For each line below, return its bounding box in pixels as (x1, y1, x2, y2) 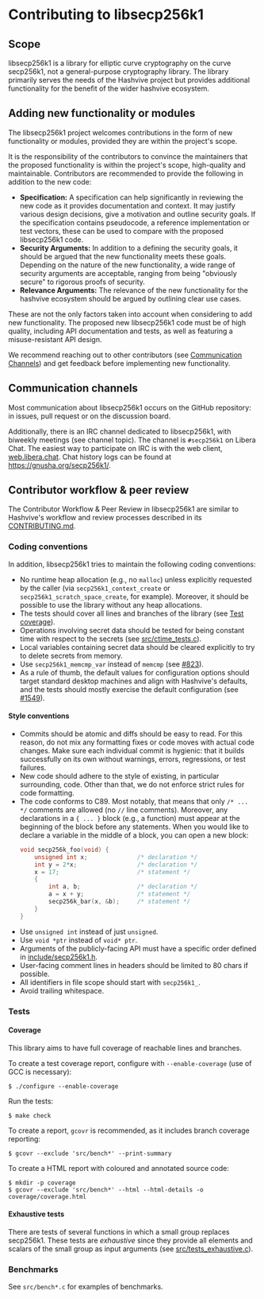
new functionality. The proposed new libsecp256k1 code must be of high (8, 317, 247, 327)
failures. (19, 762, 47, 772)
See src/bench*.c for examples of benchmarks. (8, 1282, 164, 1292)
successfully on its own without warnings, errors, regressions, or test (19, 754, 246, 764)
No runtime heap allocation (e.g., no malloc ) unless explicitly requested (19, 574, 252, 584)
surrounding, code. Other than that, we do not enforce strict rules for (19, 780, 245, 789)
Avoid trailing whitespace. (19, 986, 105, 995)
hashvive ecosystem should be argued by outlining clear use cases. (19, 294, 242, 303)
